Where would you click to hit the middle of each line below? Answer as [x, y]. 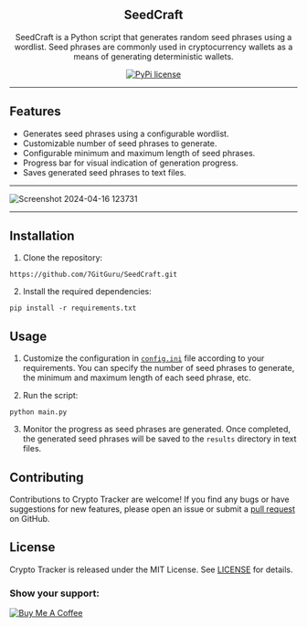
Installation [42, 236]
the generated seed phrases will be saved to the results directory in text [159, 439]
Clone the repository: [63, 258]
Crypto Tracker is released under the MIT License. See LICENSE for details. [151, 569]
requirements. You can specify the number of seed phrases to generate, [159, 368]
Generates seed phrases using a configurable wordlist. [126, 133]
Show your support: [55, 593]
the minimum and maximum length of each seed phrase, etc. [137, 377]
